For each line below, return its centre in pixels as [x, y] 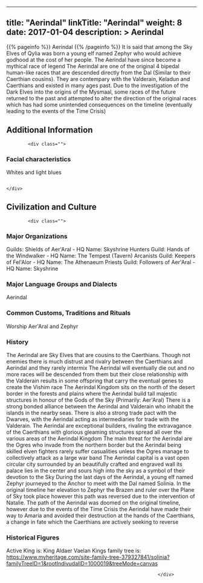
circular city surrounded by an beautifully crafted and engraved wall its [94, 464]
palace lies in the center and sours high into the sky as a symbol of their [96, 470]
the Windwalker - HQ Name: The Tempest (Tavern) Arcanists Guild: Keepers [101, 256]
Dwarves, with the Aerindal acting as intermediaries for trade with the [93, 419]
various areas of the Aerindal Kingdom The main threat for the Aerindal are [99, 438]
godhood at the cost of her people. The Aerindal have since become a [94, 60]
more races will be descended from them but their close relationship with [97, 374]
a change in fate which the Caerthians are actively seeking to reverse [92, 522]
